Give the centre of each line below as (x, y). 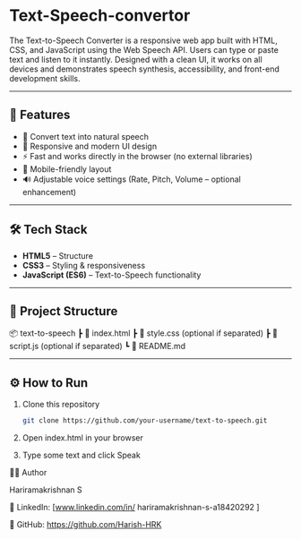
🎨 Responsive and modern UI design (90, 146)
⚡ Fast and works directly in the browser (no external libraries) (137, 156)
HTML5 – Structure (58, 255)
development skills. (45, 78)
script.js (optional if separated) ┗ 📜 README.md (98, 346)
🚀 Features (40, 115)
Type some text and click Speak (81, 455)
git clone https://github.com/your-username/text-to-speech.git (145, 421)
